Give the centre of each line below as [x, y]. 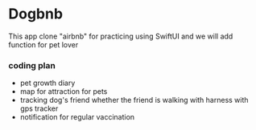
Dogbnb [35, 14]
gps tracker [39, 108]
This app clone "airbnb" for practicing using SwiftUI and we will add [121, 36]
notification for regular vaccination [77, 117]
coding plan [32, 65]
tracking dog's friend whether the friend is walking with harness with [134, 100]
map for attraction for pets [64, 91]
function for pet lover [43, 44]
